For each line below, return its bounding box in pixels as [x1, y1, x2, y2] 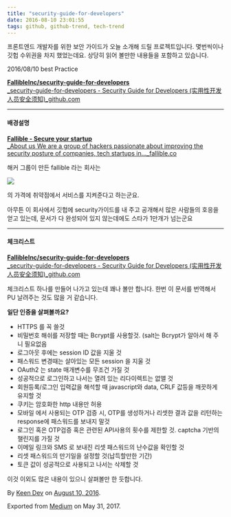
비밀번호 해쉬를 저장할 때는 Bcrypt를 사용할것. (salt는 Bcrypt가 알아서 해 [16, 331, 212, 339]
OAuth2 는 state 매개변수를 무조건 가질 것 [16, 366, 130, 374]
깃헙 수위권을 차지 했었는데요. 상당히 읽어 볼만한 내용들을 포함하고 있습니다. [7, 51, 209, 59]
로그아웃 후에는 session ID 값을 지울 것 [16, 348, 122, 357]
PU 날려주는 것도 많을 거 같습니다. [7, 293, 98, 302]
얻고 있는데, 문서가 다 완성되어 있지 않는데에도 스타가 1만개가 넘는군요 [7, 214, 193, 222]
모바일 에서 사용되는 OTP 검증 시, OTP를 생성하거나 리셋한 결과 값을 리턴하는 [16, 408, 223, 416]
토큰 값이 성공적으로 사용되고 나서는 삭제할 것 [16, 460, 139, 468]
